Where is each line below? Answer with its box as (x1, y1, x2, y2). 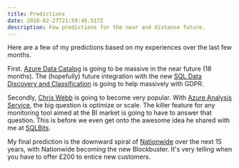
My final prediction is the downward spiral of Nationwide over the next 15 (7, 137, 223, 146)
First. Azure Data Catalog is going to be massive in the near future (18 (7, 65, 212, 73)
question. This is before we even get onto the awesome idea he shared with (7, 116, 230, 125)
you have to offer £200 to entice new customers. (7, 152, 151, 161)
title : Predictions (7, 10, 66, 18)
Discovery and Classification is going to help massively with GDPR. (7, 80, 204, 88)
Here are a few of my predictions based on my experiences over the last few (7, 43, 233, 52)
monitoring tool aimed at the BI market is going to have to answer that (7, 108, 212, 117)
